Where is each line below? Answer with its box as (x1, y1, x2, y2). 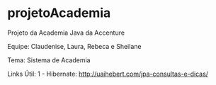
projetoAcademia (7, 5, 111, 21)
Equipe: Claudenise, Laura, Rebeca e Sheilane (7, 42, 142, 50)
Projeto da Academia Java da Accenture (7, 28, 125, 37)
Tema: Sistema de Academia (7, 55, 91, 64)
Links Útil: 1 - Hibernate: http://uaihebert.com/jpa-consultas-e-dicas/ (7, 69, 209, 78)
